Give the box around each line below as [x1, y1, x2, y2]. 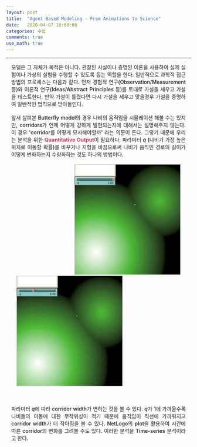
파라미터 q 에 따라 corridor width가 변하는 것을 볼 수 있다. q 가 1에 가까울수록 [11, 405, 186, 412]
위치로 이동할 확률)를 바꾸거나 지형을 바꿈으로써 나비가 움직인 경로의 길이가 [11, 144, 186, 150]
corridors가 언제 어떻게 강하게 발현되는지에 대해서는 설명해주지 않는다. [19, 121, 186, 128]
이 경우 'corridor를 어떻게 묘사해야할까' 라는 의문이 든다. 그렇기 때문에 [11, 129, 175, 135]
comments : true [6, 34, 43, 41]
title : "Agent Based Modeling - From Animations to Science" [6, 15, 161, 22]
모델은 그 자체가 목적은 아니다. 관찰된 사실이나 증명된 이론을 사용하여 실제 [11, 64, 180, 71]
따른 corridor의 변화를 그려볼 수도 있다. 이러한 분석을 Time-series [11, 428, 165, 434]
